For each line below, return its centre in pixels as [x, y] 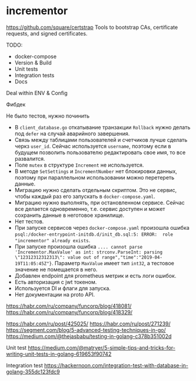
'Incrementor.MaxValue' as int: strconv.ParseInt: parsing [89, 252]
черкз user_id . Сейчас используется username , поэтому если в [93, 146]
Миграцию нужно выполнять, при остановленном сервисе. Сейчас [100, 203]
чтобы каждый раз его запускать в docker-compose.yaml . [85, 196]
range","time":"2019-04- [132, 257]
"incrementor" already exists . [52, 240]
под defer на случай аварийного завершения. [72, 133]
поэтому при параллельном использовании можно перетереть [94, 177]
